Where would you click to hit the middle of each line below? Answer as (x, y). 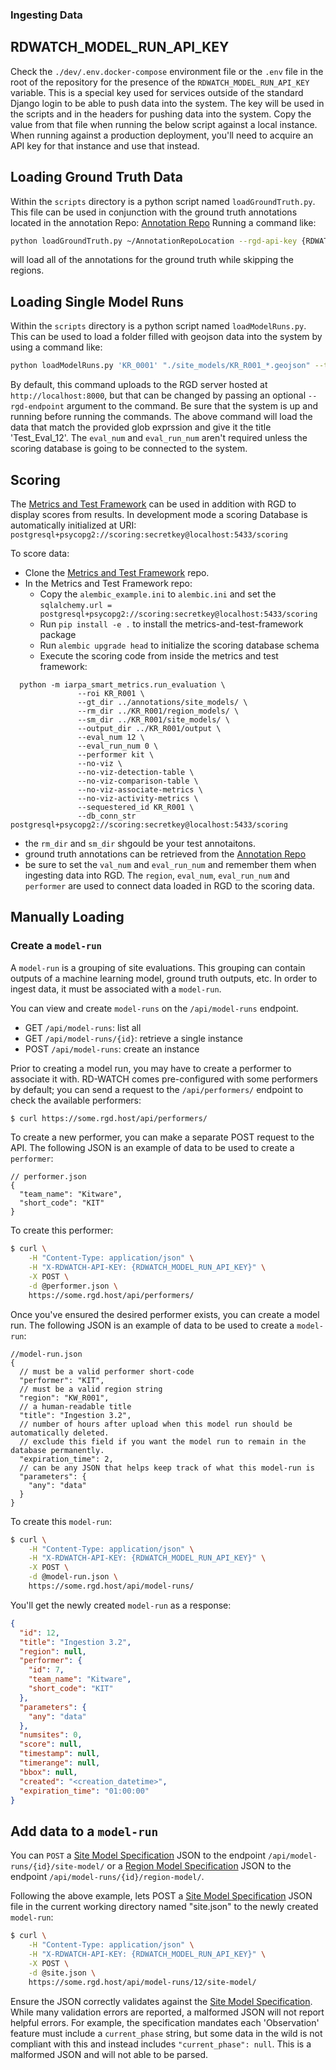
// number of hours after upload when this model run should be (156, 1424)
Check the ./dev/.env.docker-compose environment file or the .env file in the (167, 71)
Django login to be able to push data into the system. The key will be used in (167, 103)
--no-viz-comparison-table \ (138, 781)
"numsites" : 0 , (51, 1735)
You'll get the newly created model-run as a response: (121, 1605)
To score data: (40, 553)
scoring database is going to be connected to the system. (129, 449)
